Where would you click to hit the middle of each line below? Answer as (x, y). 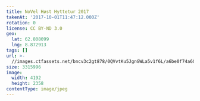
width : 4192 (26, 78)
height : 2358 (28, 84)
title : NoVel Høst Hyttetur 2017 (48, 12)
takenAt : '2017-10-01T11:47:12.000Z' (53, 17)
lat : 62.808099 (30, 39)
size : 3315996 (24, 67)
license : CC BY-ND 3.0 (34, 28)
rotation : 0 (21, 23)
